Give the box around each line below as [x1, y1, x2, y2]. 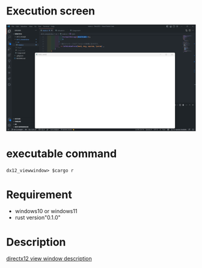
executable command [6, 146, 117, 160]
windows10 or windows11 [14, 208, 78, 215]
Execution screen [6, 4, 96, 18]
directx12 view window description [6, 255, 92, 263]
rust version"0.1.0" [14, 214, 61, 221]
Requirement [6, 188, 72, 201]
